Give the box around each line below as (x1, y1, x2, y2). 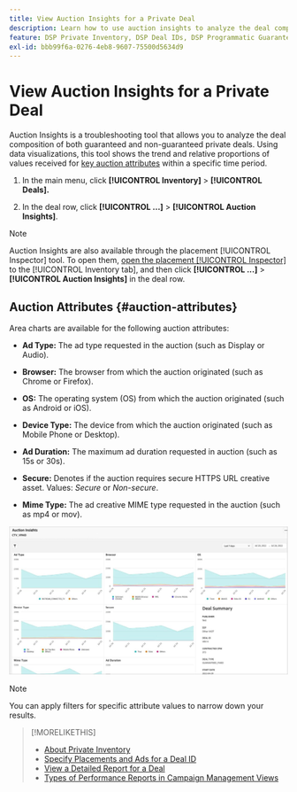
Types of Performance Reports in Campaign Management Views (43, 773, 279, 783)
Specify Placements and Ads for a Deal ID (43, 754, 197, 765)
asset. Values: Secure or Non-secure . (21, 483, 159, 493)
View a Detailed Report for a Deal (43, 763, 165, 774)
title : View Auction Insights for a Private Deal (9, 14, 196, 23)
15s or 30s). (21, 456, 65, 466)
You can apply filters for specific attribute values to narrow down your (9, 701, 264, 711)
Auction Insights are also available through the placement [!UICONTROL (9, 245, 271, 256)
